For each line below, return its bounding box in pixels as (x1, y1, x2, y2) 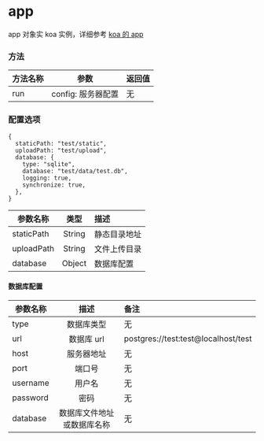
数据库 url (68, 333, 104, 344)
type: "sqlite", (22, 160, 76, 168)
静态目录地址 (93, 228, 142, 239)
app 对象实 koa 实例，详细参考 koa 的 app (8, 29, 144, 39)
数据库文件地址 (58, 407, 115, 418)
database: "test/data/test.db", (22, 167, 128, 175)
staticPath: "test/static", (15, 139, 108, 147)
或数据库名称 (62, 419, 111, 430)
